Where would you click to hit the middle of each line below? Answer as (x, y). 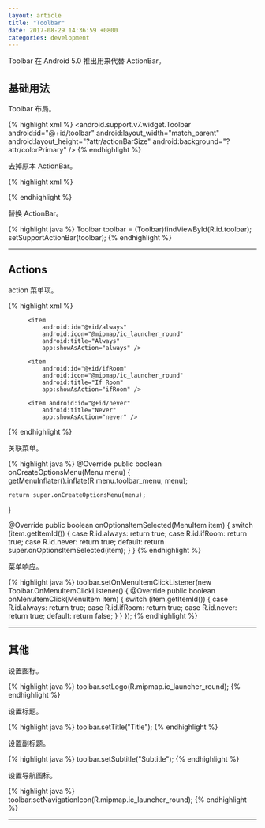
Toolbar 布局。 (32, 109)
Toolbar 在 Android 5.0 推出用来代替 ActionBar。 (87, 61)
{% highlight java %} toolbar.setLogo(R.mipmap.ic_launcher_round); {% (124, 686)
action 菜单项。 (33, 290)
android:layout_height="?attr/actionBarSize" (80, 141)
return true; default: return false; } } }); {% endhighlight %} (103, 615)
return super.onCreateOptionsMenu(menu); (77, 495)
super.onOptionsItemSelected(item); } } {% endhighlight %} (105, 550)
